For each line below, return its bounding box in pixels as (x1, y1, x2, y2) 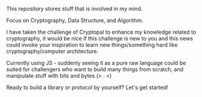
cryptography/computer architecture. (6, 48, 98, 55)
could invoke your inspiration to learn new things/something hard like (6, 42, 178, 48)
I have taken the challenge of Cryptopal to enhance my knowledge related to (6, 28, 197, 36)
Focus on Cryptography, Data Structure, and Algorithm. (6, 17, 144, 23)
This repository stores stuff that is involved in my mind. (6, 5, 143, 12)
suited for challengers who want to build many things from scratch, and (6, 66, 184, 73)
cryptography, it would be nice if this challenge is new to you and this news (6, 35, 194, 42)
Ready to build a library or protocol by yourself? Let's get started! (6, 84, 168, 91)
